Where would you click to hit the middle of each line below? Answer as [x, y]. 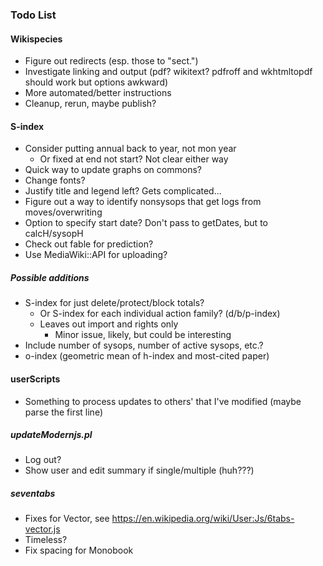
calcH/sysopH [54, 234]
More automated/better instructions [98, 93]
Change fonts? [55, 180]
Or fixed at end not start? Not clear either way [134, 159]
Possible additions [50, 277]
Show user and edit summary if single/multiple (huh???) [139, 470]
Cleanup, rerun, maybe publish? [90, 104]
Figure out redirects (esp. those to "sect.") [111, 61]
